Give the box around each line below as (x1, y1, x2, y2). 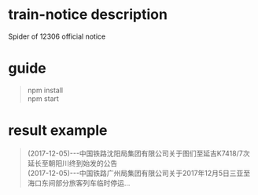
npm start (27, 93, 59, 103)
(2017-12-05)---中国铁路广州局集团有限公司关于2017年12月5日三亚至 (27, 168, 251, 178)
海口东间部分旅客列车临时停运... (27, 178, 131, 187)
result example (8, 122, 108, 140)
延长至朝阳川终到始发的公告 (27, 158, 118, 167)
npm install (27, 85, 64, 95)
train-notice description (8, 6, 168, 24)
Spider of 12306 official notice (8, 32, 106, 41)
